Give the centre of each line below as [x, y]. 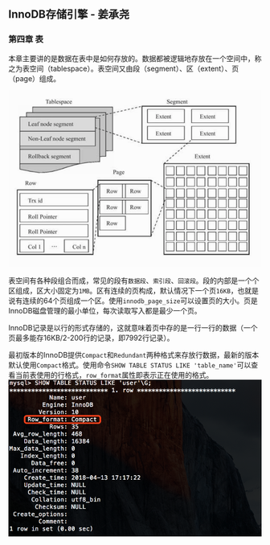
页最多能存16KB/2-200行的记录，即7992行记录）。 [91, 338]
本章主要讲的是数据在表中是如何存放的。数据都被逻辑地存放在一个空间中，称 [135, 58]
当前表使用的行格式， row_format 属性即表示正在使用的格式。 [114, 375]
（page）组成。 [35, 78]
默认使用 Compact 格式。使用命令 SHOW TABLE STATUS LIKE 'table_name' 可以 [130, 365]
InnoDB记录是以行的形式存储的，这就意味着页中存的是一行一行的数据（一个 [133, 328]
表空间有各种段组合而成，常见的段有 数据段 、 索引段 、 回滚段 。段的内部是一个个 [134, 281]
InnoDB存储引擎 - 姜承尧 [69, 14]
